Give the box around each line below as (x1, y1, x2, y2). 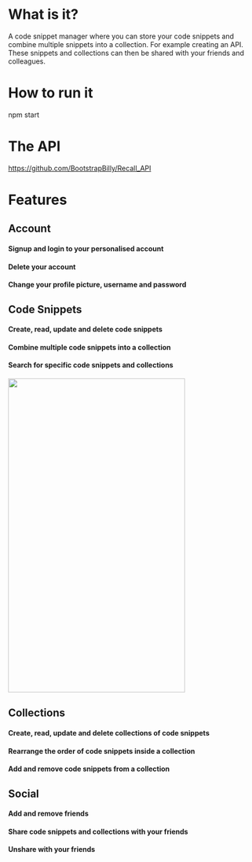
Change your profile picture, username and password (8, 280, 187, 290)
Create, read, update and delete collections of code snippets (8, 728, 210, 737)
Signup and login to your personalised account (8, 243, 164, 253)
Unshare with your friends (8, 845, 96, 854)
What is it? (8, 5, 79, 24)
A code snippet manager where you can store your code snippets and (8, 31, 234, 41)
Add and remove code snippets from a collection (8, 764, 170, 774)
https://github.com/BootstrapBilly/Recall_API (8, 163, 152, 173)
